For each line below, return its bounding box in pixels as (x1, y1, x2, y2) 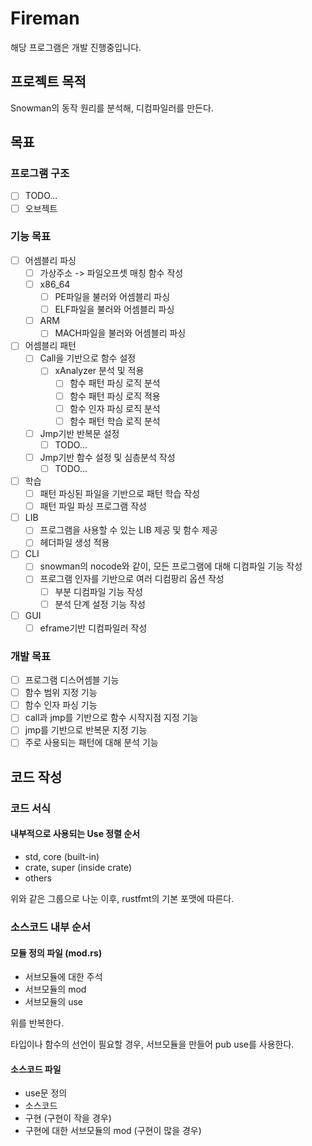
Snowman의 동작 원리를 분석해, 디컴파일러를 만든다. (10, 102, 214, 114)
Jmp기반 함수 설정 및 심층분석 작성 (39, 451, 176, 463)
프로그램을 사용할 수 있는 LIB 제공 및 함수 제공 (39, 524, 218, 536)
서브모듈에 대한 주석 (24, 971, 103, 983)
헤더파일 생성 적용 (39, 537, 110, 549)
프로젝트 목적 (10, 73, 87, 91)
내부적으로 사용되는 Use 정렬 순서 (10, 828, 141, 840)
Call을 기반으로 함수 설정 (39, 352, 137, 364)
